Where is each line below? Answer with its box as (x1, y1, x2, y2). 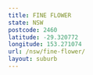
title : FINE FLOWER (8, 11, 72, 20)
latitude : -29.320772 (8, 33, 79, 41)
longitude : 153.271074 (8, 41, 82, 48)
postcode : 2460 (8, 26, 58, 34)
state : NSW (8, 19, 44, 27)
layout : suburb (8, 55, 58, 63)
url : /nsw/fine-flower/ (8, 48, 86, 55)
